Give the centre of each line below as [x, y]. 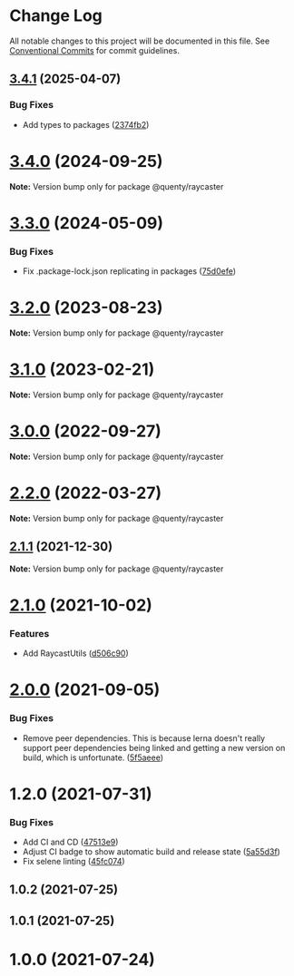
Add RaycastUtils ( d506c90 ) [75, 653]
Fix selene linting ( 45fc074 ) [73, 862]
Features [29, 633]
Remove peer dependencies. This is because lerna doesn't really [144, 738]
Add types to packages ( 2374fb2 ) [86, 124]
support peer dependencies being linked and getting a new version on [154, 747]
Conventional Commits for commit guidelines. [94, 50]
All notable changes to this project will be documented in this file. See [140, 41]
